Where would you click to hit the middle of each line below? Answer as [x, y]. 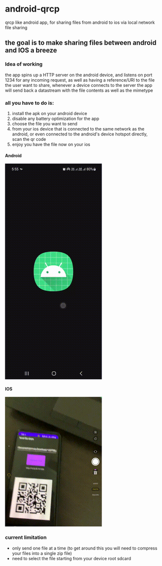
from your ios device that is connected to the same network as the [78, 129]
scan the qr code [29, 139]
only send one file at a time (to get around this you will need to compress [85, 548]
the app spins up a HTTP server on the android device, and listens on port [79, 75]
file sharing [16, 27]
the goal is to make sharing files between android [81, 43]
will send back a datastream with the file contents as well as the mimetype [79, 90]
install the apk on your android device [50, 113]
